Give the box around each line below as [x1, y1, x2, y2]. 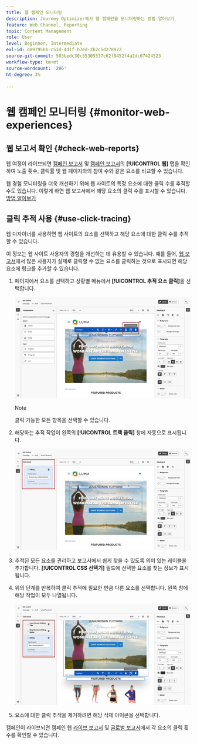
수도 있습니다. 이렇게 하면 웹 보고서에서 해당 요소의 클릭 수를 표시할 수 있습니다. [6, 187, 188, 194]
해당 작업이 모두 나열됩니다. [14, 592, 78, 599]
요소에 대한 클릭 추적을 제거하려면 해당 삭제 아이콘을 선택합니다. [14, 711, 160, 718]
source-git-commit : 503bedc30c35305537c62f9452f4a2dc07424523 [6, 53, 161, 59]
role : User [6, 34, 33, 41]
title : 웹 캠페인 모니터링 [6, 9, 62, 15]
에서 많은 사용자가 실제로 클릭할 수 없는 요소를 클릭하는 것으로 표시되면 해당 [15, 258, 188, 265]
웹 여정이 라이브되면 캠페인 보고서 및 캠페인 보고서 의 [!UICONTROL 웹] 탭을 [6, 160, 180, 167]
